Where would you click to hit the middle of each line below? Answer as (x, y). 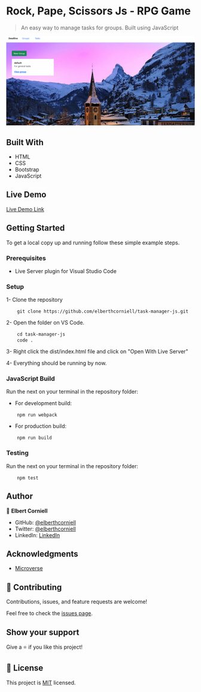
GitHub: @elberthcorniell (45, 522)
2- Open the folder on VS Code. (45, 323)
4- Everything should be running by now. (57, 363)
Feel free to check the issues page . (49, 613)
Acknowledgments (42, 554)
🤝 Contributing (34, 587)
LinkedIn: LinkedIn (37, 535)
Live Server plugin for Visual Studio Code (66, 271)
